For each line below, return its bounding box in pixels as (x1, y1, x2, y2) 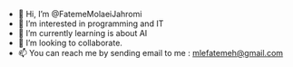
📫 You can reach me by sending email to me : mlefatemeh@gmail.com (17, 48, 284, 58)
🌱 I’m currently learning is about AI (17, 28, 148, 38)
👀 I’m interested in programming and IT (17, 18, 164, 29)
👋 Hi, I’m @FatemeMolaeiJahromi (17, 9, 142, 19)
